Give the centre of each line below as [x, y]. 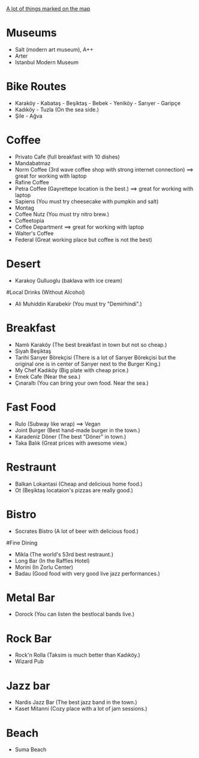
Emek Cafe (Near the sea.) [48, 376]
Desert [23, 264]
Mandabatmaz [33, 163]
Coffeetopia [29, 220]
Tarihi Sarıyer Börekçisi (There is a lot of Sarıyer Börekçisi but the [95, 357]
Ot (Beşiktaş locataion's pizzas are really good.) [74, 490]
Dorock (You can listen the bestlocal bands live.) [75, 614]
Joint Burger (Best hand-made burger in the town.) [78, 430]
